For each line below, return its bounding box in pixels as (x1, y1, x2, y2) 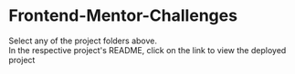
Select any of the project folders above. (8, 35, 157, 46)
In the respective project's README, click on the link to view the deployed (8, 44, 287, 55)
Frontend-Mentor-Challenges (8, 5, 238, 26)
